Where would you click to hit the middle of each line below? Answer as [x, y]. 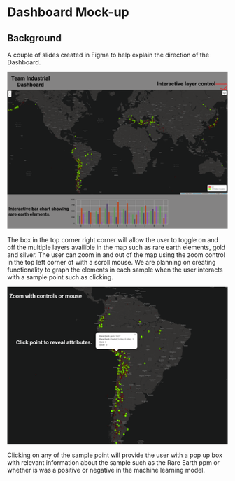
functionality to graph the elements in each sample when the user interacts [115, 270]
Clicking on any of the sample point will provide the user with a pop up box [115, 455]
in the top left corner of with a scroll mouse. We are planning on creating [112, 263]
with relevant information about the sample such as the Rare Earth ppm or [114, 462]
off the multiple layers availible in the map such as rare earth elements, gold [116, 248]
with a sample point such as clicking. [60, 277]
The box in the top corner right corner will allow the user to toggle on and [113, 240]
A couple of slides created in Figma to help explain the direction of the [108, 55]
